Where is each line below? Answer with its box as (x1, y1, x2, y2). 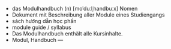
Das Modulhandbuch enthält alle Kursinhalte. (11, 30, 123, 37)
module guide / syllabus (11, 24, 71, 31)
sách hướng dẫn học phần (11, 18, 77, 24)
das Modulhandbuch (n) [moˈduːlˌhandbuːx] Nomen (11, 5, 138, 12)
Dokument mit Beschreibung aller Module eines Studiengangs (11, 11, 165, 18)
